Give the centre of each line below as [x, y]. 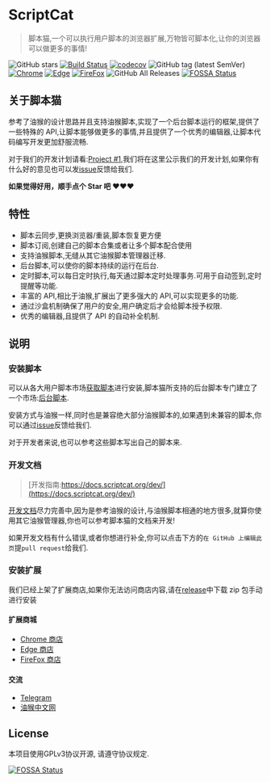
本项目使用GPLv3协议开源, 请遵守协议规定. [79, 754]
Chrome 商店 [42, 639]
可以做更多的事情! [57, 48]
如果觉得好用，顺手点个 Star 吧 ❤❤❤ [71, 186]
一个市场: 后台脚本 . [39, 398]
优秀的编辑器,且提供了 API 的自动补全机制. [90, 316]
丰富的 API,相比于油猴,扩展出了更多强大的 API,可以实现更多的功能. [129, 296]
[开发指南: [45, 484]
